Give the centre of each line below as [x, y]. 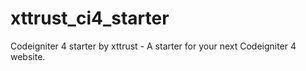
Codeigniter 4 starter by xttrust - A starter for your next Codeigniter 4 [153, 46]
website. [28, 56]
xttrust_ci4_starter [90, 18]
